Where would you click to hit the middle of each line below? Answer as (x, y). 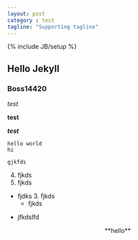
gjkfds (17, 162)
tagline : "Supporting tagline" (53, 27)
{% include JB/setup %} (42, 47)
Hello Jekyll (33, 68)
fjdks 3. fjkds (36, 196)
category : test (31, 20)
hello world (25, 144)
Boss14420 (27, 88)
